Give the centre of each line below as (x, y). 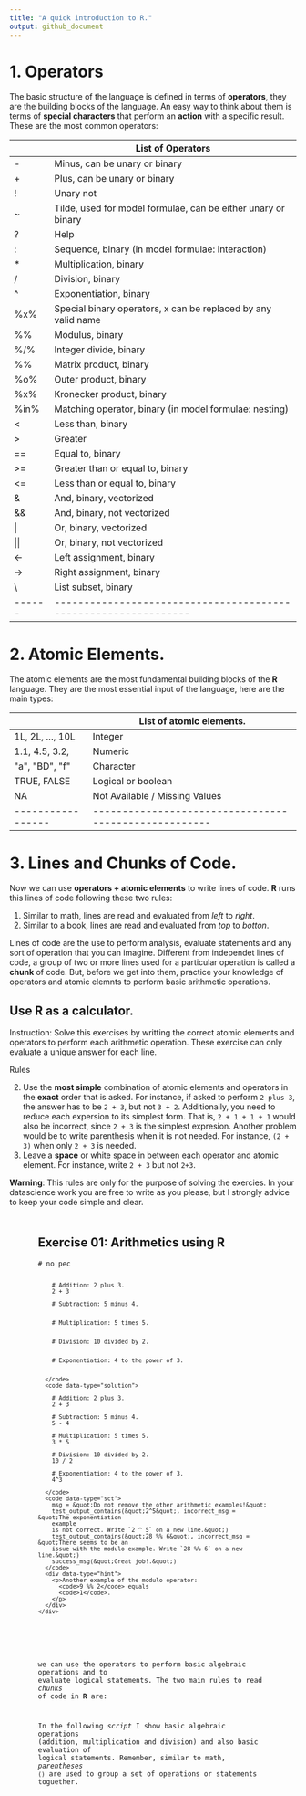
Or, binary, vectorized (101, 528)
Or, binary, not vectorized (109, 542)
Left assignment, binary (104, 558)
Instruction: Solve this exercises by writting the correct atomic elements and (152, 1033)
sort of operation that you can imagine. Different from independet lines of (147, 953)
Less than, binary (91, 424)
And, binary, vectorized (104, 499)
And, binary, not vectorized (112, 513)
